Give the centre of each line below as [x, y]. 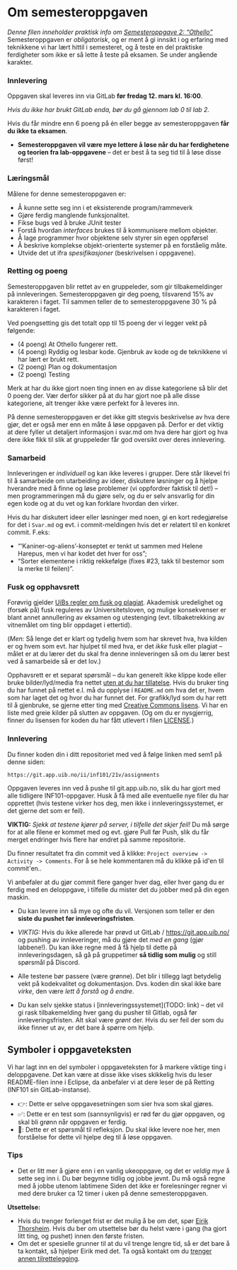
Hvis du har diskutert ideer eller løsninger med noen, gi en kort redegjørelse [118, 517]
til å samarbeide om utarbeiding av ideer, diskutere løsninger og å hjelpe [112, 481]
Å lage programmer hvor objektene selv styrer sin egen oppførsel [113, 238]
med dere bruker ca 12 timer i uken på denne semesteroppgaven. [113, 1193]
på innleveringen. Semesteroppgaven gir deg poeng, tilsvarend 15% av [110, 294]
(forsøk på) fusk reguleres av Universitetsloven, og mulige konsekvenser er [117, 610]
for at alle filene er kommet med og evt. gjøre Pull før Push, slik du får [109, 832]
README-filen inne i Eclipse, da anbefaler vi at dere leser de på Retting [111, 1082]
